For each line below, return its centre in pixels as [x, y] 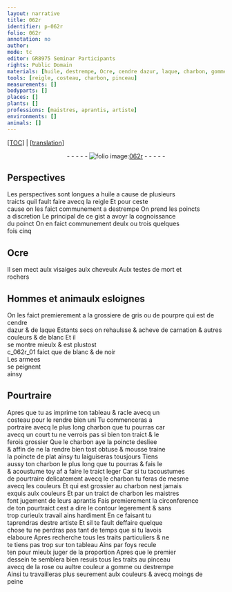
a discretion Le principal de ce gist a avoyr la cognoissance [91, 216]
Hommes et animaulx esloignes [76, 298]
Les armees [24, 359]
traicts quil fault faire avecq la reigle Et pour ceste [78, 202]
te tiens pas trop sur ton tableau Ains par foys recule [82, 544]
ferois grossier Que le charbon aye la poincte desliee [82, 442]
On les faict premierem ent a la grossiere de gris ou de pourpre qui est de [111, 315]
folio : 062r [24, 33]
